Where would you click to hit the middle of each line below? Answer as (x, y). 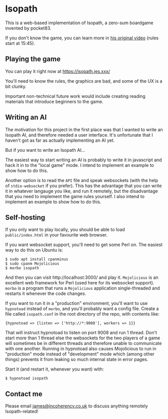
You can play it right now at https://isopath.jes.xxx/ (58, 71)
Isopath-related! (22, 411)
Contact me (24, 394)
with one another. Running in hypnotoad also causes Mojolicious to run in (81, 349)
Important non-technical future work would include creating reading (75, 96)
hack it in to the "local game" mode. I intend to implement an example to (80, 165)
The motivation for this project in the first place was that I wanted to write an (84, 130)
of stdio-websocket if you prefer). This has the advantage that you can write (83, 186)
